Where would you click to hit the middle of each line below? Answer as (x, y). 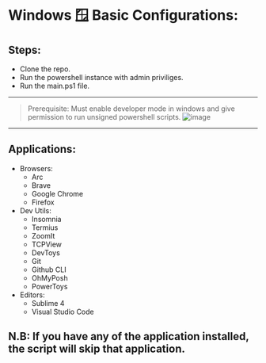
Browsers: (36, 168)
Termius (45, 227)
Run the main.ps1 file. (54, 86)
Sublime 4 (48, 303)
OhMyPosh (50, 277)
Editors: (32, 295)
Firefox (43, 202)
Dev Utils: (35, 210)
